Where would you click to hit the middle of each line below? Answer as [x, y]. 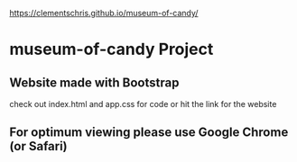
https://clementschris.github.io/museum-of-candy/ [104, 13]
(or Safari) [38, 146]
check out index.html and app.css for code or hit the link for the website [143, 104]
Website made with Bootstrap [94, 82]
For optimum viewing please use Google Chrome [149, 133]
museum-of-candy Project [111, 49]
